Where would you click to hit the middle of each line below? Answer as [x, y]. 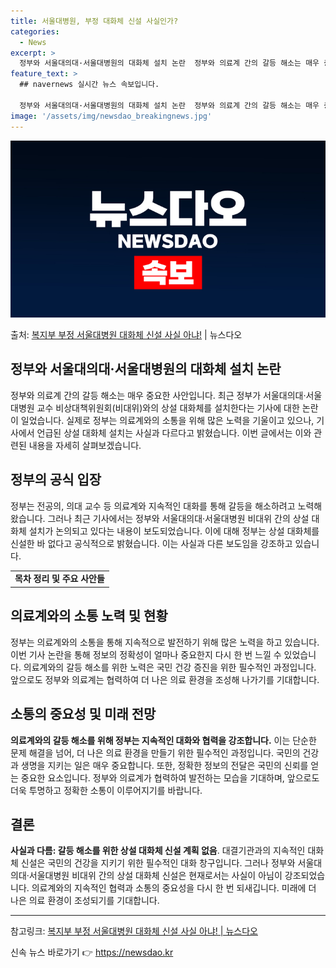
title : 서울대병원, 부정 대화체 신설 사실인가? [94, 21]
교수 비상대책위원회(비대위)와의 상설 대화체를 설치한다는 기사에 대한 [168, 407]
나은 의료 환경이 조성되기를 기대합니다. [85, 901]
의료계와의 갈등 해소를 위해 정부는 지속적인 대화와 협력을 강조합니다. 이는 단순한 [163, 740]
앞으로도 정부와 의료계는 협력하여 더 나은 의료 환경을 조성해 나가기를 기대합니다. [165, 679]
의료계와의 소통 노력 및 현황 [89, 616]
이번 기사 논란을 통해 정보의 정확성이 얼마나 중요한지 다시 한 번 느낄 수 [146, 654]
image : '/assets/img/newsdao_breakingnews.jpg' [111, 116]
